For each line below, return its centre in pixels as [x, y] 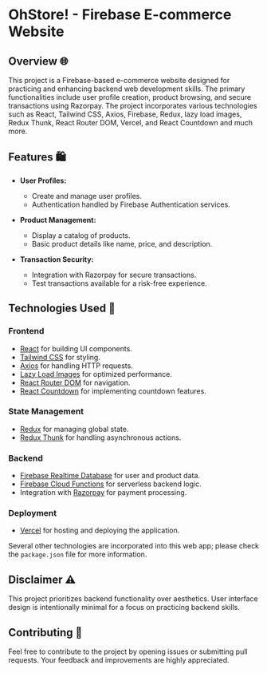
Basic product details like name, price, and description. [122, 243]
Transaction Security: [57, 259]
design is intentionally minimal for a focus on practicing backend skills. [124, 608]
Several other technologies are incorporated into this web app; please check [134, 546]
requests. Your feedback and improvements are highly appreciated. [119, 660]
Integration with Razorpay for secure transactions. [114, 275]
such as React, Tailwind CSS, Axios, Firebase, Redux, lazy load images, [125, 114]
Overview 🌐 [38, 61]
